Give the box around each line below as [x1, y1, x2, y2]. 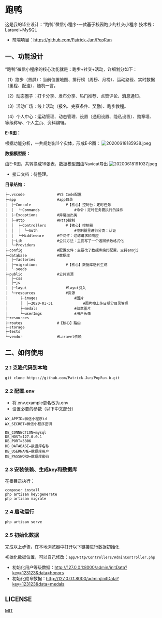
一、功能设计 [5, 52, 44, 61]
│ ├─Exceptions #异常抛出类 [5, 212, 77, 217]
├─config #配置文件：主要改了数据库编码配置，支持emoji [5, 248, 139, 253]
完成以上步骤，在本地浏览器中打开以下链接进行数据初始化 [5, 544, 119, 550]
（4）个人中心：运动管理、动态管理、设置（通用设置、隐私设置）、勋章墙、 [5, 114, 154, 119]
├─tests [5, 329, 21, 334]
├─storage [5, 325, 25, 330]
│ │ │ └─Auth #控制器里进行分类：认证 [5, 228, 117, 233]
